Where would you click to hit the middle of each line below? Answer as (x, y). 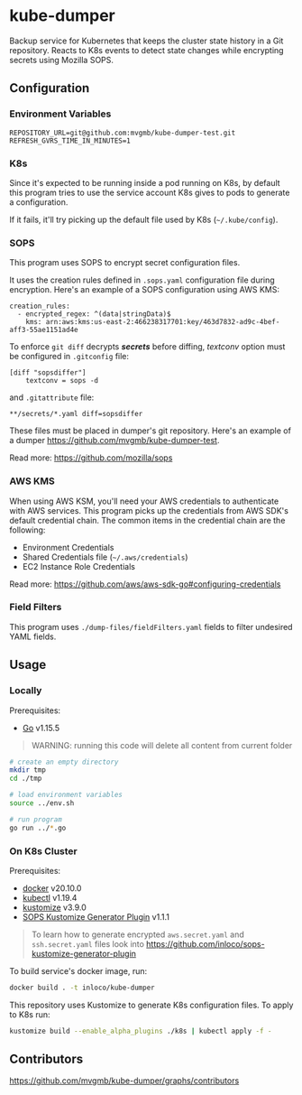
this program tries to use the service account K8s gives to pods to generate (150, 192)
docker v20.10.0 (52, 888)
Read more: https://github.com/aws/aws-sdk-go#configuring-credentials (145, 584)
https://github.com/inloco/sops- (205, 943)
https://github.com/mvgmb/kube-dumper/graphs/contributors (124, 1081)
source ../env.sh (42, 803)
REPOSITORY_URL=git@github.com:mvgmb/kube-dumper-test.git (123, 133)
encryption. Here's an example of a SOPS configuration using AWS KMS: (144, 290)
